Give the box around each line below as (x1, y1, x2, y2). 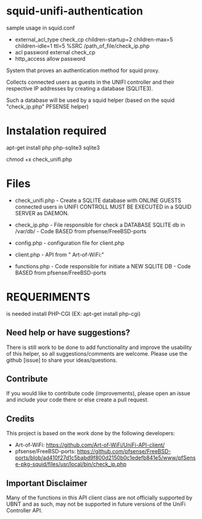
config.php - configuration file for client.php (14, 239, 125, 247)
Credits (6, 414, 35, 424)
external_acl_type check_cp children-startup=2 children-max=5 (14, 36, 174, 43)
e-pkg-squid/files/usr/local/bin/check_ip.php (14, 461, 127, 468)
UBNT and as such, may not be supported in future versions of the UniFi (6, 500, 186, 508)
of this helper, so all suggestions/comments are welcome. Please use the (6, 350, 188, 357)
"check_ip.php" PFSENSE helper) (6, 102, 89, 110)
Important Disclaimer (6, 478, 87, 488)
